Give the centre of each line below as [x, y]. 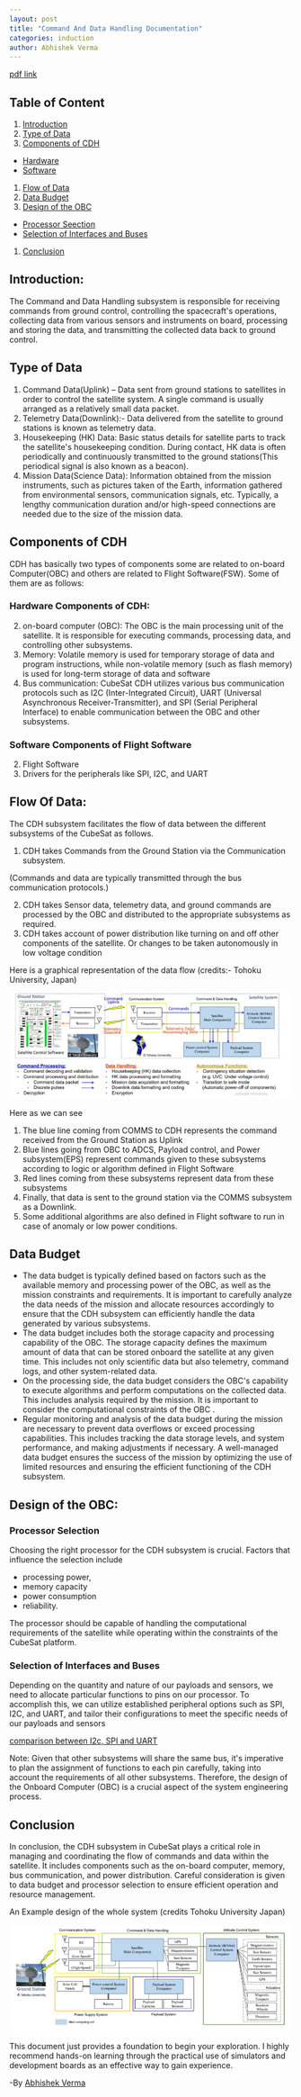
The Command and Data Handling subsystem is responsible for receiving [145, 301]
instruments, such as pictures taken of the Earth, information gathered [152, 485]
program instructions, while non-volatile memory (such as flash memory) [157, 664]
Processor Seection [59, 224]
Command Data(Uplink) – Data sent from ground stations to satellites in [154, 389]
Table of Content [57, 102]
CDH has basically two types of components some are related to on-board [147, 563]
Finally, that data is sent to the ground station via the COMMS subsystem [157, 1197]
